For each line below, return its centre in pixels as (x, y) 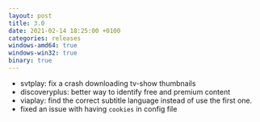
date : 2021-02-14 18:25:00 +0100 (65, 31)
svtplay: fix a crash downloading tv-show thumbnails (108, 83)
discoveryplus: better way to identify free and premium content (125, 91)
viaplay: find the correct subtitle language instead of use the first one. (136, 100)
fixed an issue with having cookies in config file (99, 108)
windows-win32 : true (43, 53)
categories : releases (45, 38)
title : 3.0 (27, 23)
